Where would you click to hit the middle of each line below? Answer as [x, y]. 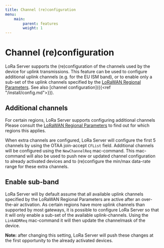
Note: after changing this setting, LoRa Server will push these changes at [79, 235]
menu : [11, 14]
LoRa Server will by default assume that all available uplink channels [74, 194]
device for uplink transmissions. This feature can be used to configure [76, 72]
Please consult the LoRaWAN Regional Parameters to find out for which [77, 125]
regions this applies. [26, 130]
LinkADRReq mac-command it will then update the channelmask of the [75, 220]
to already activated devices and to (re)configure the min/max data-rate [78, 161]
